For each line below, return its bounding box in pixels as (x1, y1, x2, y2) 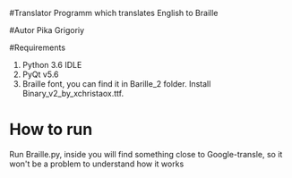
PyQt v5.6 (21, 69, 59, 80)
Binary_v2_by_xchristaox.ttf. (21, 89, 125, 98)
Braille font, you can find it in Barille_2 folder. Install (21, 79, 211, 89)
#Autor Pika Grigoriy (9, 25, 85, 35)
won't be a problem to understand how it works (9, 158, 185, 169)
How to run (9, 120, 93, 140)
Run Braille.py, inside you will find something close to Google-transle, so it (9, 148, 283, 159)
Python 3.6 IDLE (21, 60, 82, 70)
